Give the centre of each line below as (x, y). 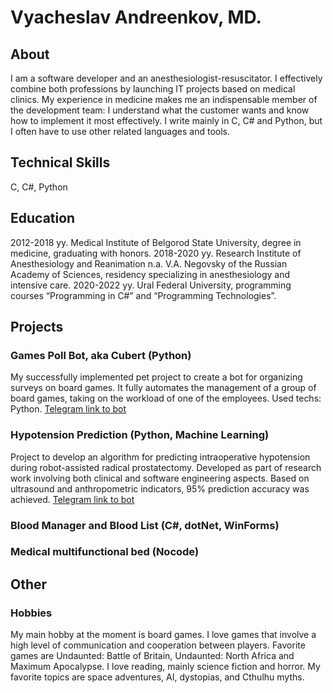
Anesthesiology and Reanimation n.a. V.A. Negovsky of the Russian (149, 263)
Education (43, 218)
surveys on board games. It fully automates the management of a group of (163, 388)
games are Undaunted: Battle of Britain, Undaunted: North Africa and (152, 656)
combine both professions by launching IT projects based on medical (153, 89)
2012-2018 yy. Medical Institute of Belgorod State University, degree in (156, 242)
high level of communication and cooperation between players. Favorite (158, 645)
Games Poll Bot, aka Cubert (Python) (101, 355)
